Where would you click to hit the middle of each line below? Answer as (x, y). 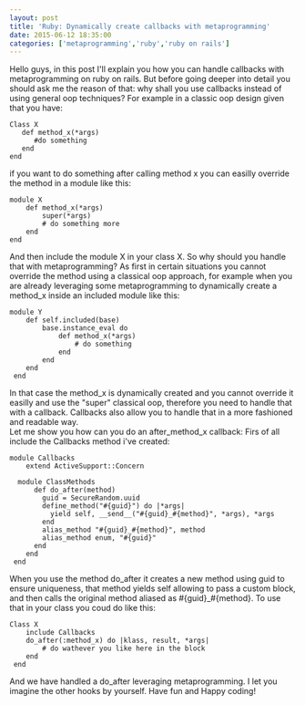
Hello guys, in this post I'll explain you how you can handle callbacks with (147, 69)
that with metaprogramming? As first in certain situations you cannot (138, 266)
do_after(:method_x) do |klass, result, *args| (117, 641)
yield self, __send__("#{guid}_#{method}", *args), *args (162, 514)
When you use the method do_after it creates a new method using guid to (147, 579)
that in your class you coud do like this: (83, 608)
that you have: (36, 108)
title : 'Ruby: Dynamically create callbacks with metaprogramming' (140, 26)
